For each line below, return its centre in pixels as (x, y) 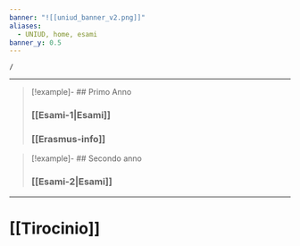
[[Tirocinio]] (55, 228)
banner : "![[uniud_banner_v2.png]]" (77, 17)
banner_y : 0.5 (36, 42)
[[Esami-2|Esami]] (72, 182)
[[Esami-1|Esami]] (71, 115)
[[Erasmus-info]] (68, 140)
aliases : (25, 26)
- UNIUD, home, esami (58, 34)
